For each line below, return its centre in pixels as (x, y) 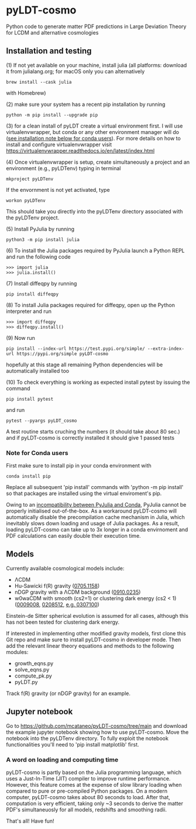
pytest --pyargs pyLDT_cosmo (42, 421)
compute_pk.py (33, 676)
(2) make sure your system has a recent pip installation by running (86, 104)
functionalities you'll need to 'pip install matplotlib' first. (73, 744)
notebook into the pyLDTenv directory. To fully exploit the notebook (87, 738)
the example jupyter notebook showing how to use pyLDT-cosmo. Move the (97, 732)
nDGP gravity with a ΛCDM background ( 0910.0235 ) (78, 592)
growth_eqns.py (34, 663)
